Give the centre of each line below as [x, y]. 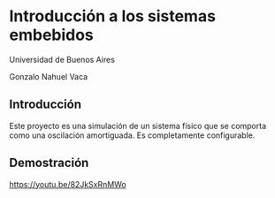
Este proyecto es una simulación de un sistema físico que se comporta [138, 126]
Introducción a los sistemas [113, 16]
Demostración [49, 163]
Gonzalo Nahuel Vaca [49, 76]
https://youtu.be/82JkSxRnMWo [68, 184]
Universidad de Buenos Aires [62, 59]
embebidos [52, 35]
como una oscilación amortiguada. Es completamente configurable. [132, 135]
